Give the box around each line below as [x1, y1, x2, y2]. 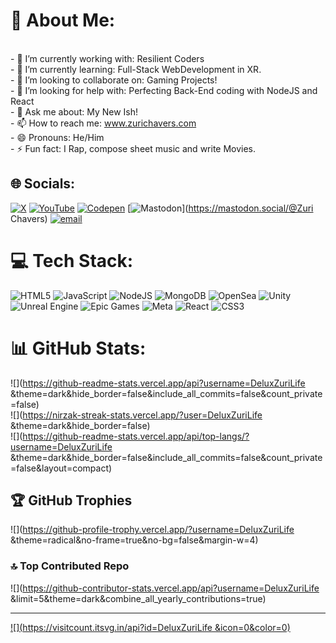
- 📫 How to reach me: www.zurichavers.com [10, 117, 197, 129]
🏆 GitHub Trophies [10, 492, 133, 509]
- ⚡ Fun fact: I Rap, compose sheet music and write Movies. [10, 142, 257, 154]
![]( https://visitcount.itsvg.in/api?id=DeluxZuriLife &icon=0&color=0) [10, 621, 291, 633]
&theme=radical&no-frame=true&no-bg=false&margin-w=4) [10, 534, 259, 546]
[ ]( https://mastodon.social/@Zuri [127, 202, 314, 214]
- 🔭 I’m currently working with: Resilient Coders [10, 52, 205, 64]
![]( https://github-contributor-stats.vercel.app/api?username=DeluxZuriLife [10, 582, 320, 594]
